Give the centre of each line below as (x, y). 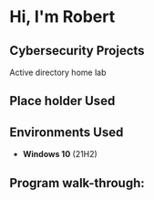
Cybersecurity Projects (77, 51)
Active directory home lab (58, 72)
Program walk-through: (77, 183)
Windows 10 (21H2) (60, 154)
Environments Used (67, 132)
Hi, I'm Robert (62, 17)
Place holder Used (62, 101)
